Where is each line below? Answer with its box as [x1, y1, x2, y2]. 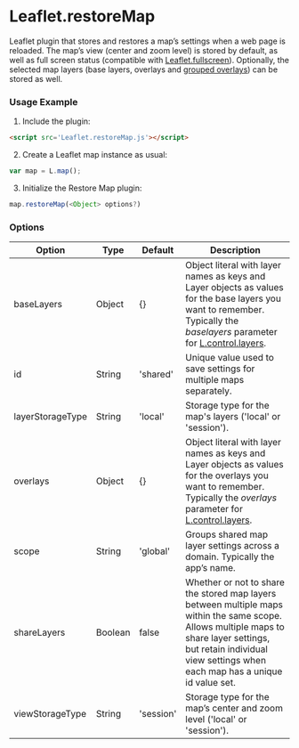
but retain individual [185, 643, 269, 655]
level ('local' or [185, 713, 247, 726]
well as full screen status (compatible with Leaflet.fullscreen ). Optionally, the [9, 54, 289, 65]
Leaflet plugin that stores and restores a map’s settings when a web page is [9, 36, 287, 46]
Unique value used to [185, 352, 274, 364]
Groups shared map [185, 528, 269, 541]
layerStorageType [13, 411, 87, 423]
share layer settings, [185, 632, 270, 645]
